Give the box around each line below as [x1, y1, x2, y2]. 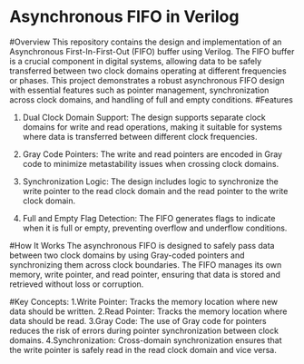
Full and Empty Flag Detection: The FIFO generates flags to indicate [22, 212, 276, 223]
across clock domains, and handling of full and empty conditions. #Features [9, 93, 293, 105]
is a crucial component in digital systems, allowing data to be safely [9, 55, 262, 66]
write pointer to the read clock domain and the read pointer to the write [22, 185, 289, 196]
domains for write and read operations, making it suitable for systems [22, 121, 283, 133]
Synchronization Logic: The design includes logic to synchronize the [22, 175, 279, 187]
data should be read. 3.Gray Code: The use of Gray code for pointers [9, 315, 267, 326]
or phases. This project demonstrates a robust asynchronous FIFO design [9, 74, 285, 85]
